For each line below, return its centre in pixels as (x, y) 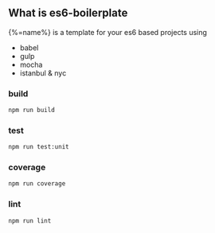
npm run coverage (37, 184)
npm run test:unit (39, 147)
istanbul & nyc (43, 73)
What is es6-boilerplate (68, 13)
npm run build (32, 111)
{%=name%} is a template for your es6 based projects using (107, 32)
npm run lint (30, 221)
